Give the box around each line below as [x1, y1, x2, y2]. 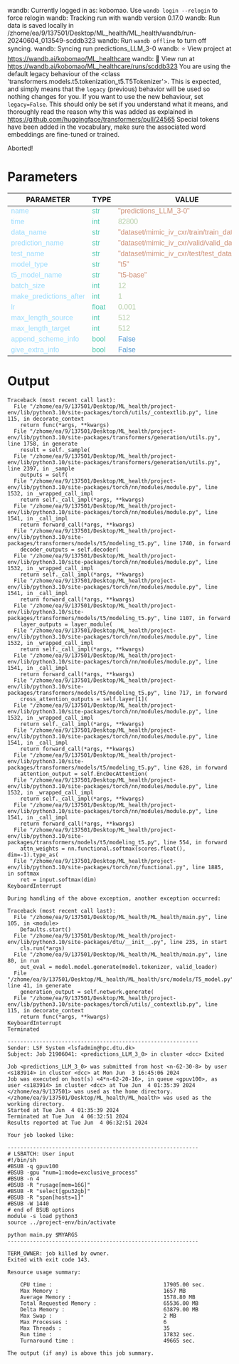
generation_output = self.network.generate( [20, 988, 154, 995]
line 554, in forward [163, 839, 228, 846]
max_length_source [11, 313, 73, 322]
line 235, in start [169, 938, 228, 945]
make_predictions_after [11, 292, 85, 300]
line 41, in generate [7, 982, 72, 989]
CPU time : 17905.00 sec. [20, 1281, 205, 1288]
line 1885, [191, 864, 224, 871]
